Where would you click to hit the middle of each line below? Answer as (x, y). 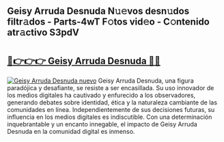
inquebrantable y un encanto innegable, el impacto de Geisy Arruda (102, 124)
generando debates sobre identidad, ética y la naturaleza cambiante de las (112, 102)
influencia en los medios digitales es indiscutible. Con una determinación (110, 117)
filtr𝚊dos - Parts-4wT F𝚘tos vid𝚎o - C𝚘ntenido (109, 22)
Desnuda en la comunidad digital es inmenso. (71, 131)
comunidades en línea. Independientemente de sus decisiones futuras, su (111, 110)
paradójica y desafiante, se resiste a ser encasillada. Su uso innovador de (111, 88)
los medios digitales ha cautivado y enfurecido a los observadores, (101, 95)
